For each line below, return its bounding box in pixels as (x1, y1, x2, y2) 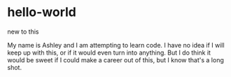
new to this (7, 27, 39, 36)
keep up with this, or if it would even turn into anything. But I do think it (7, 48, 211, 57)
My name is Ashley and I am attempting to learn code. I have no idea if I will (7, 41, 225, 49)
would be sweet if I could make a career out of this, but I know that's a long (7, 55, 224, 64)
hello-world (7, 4, 77, 20)
